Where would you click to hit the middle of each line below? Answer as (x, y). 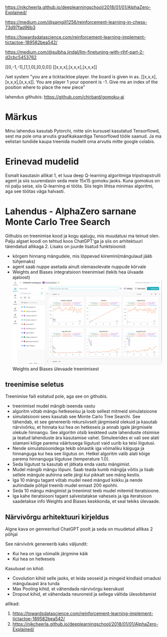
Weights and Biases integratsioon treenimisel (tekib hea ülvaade (78, 272)
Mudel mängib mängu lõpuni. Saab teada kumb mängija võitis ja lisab (83, 470)
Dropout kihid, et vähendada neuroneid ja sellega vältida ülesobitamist (84, 594)
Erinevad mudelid (42, 162)
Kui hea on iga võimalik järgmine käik (50, 554)
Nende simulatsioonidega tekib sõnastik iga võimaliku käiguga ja (78, 449)
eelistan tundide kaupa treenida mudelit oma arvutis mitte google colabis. (80, 141)
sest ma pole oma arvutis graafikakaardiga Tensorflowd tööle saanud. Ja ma (83, 136)
